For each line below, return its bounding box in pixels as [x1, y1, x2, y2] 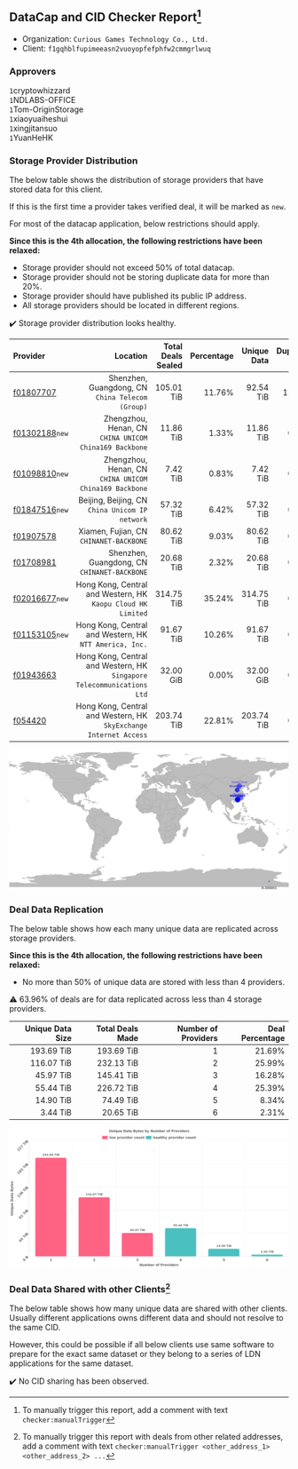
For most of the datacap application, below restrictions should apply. [9, 218, 260, 229]
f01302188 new [12, 427, 69, 438]
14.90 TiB [35, 1094, 73, 1105]
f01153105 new [12, 629, 69, 639]
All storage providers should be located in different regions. [21, 300, 239, 311]
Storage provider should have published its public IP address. [21, 290, 247, 301]
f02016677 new [12, 593, 69, 604]
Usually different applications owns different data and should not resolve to [9, 1313, 284, 1323]
